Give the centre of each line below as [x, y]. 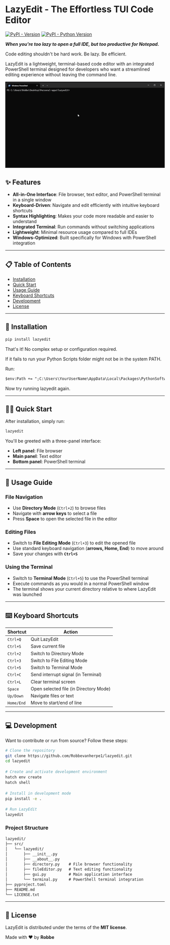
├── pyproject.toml [26, 885]
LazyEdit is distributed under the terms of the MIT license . [66, 927]
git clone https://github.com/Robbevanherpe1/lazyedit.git [69, 756]
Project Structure [27, 828]
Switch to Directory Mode [57, 653]
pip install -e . [24, 799]
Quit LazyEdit [45, 639]
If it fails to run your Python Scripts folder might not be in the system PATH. [83, 359]
